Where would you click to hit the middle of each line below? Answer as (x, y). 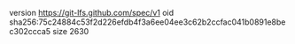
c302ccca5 (30, 31)
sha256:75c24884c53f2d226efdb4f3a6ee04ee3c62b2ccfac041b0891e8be (147, 22)
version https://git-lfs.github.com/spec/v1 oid (92, 13)
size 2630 (71, 31)
